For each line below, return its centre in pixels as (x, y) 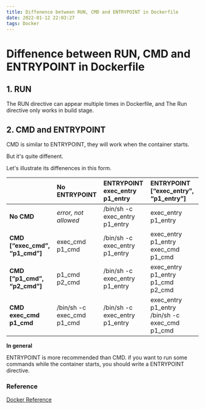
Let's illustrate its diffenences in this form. (59, 168)
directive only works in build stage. (50, 110)
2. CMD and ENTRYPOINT (56, 129)
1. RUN (19, 89)
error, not (70, 213)
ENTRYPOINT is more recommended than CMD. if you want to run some (97, 358)
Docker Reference (29, 400)
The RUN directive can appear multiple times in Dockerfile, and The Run (97, 104)
